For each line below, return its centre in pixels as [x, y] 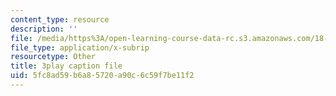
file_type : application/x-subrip [80, 47]
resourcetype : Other [53, 57]
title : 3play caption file [66, 66]
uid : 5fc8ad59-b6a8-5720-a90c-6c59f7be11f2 [102, 76]
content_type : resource [60, 19]
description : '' [44, 29]
